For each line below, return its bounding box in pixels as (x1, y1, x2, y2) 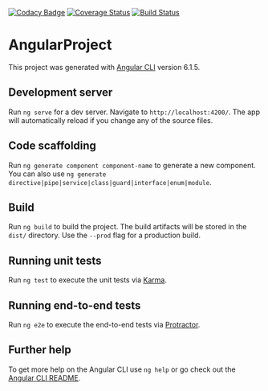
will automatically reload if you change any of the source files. (8, 115, 213, 125)
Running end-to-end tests (8, 298, 141, 312)
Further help (8, 343, 72, 357)
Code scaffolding (8, 139, 96, 153)
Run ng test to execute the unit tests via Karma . (8, 275, 167, 285)
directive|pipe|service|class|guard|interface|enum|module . (8, 177, 212, 187)
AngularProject (8, 36, 112, 54)
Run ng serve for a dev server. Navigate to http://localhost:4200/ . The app (8, 107, 261, 117)
